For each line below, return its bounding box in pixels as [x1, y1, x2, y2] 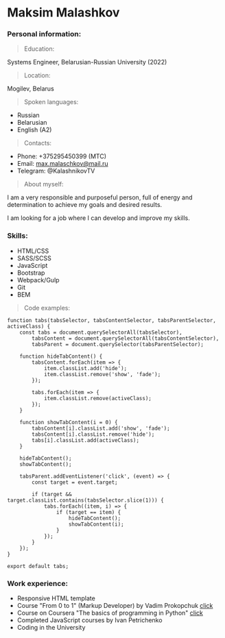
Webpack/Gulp [16, 275, 60, 284]
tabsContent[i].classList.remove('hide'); [32, 430, 155, 438]
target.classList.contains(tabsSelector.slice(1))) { [7, 497, 165, 504]
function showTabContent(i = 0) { [19, 419, 118, 426]
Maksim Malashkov [7, 5, 120, 21]
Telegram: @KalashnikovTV [16, 167, 95, 175]
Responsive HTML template [16, 594, 96, 602]
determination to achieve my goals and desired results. [7, 201, 163, 209]
